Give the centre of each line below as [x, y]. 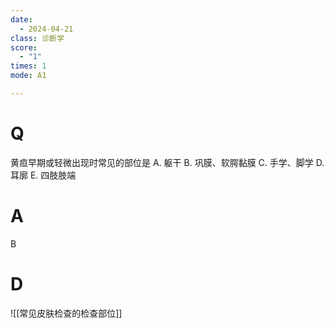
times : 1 [28, 66]
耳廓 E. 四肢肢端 [43, 175]
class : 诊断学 [37, 38]
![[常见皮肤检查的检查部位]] [66, 313]
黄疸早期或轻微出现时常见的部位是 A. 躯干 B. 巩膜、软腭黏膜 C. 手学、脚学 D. [167, 162]
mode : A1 [28, 76]
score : [24, 47]
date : [21, 19]
